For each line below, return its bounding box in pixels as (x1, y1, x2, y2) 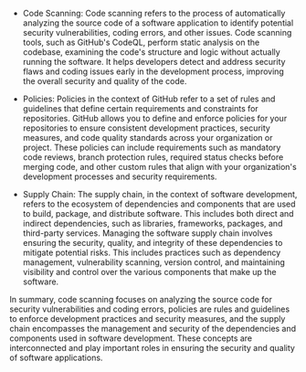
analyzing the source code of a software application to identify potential (22, 17, 294, 28)
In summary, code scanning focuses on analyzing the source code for (9, 294, 272, 304)
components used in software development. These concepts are (9, 333, 253, 344)
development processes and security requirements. (22, 171, 217, 182)
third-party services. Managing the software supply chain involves (22, 228, 273, 239)
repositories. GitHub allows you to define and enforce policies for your (22, 113, 288, 123)
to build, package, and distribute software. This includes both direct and (22, 208, 294, 218)
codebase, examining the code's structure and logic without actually (22, 47, 280, 58)
